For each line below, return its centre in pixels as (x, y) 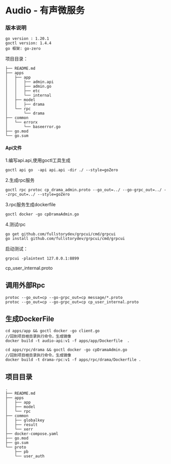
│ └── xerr (19, 429)
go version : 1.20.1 (27, 39)
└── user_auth (30, 456)
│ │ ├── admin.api (30, 82)
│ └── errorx (22, 123)
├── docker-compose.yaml (32, 434)
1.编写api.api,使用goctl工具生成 (38, 160)
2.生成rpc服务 (20, 180)
